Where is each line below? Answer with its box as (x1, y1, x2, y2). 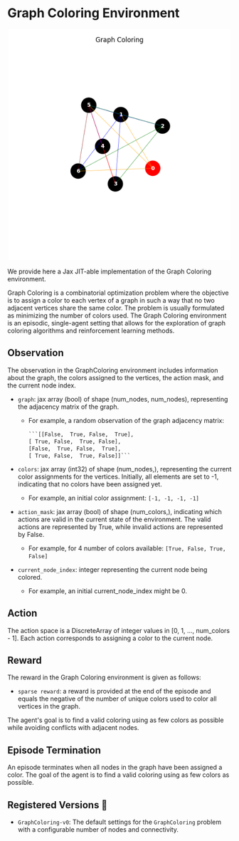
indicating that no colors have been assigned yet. (17, 479, 162, 489)
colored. (17, 573, 43, 581)
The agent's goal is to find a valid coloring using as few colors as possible (7, 716, 224, 724)
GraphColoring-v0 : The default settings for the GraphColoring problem (17, 818, 222, 826)
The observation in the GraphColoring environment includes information (7, 365, 218, 375)
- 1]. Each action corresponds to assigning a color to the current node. (7, 634, 213, 642)
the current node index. (7, 381, 76, 390)
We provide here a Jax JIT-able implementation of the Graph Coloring (7, 267, 212, 276)
